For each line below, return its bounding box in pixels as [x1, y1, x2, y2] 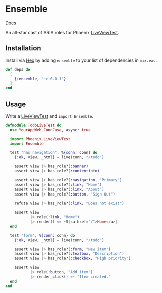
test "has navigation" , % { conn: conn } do [10, 150, 98, 155]
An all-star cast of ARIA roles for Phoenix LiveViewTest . [5, 29, 119, 35]
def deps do [5, 67, 30, 72]
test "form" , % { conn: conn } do [10, 233, 75, 238]
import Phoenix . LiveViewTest [10, 136, 71, 141]
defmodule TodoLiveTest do [5, 123, 62, 128]
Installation [5, 44, 41, 53]
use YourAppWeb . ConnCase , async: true [10, 127, 91, 132]
